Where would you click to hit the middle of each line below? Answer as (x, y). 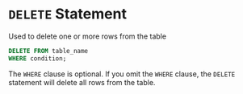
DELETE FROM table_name (48, 51)
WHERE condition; (38, 58)
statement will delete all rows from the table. (82, 82)
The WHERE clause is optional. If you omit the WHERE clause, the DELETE (122, 74)
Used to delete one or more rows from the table (88, 36)
